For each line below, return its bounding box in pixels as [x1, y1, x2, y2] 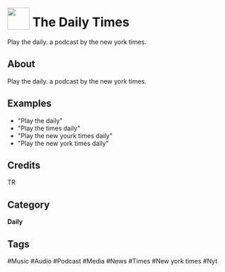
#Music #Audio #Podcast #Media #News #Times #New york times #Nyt [7, 257, 218, 265]
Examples [7, 98, 52, 110]
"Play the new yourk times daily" [17, 131, 113, 140]
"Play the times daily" [17, 124, 81, 132]
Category [7, 198, 50, 210]
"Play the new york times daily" [17, 139, 110, 147]
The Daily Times [32, 14, 129, 30]
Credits [7, 159, 41, 171]
